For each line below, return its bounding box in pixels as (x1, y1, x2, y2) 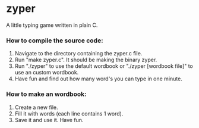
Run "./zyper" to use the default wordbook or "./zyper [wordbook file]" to (14, 63, 193, 70)
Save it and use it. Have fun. (14, 116, 84, 123)
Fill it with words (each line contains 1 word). (14, 110, 124, 117)
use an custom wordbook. (14, 69, 79, 76)
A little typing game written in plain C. (6, 21, 98, 29)
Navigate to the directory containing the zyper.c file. (14, 50, 143, 57)
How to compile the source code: (6, 36, 103, 45)
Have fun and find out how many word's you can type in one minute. (14, 75, 182, 82)
